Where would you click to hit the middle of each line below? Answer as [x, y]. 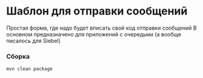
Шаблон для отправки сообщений [97, 11]
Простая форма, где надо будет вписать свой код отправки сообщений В [101, 28]
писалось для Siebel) [33, 41]
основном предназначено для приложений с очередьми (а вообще [94, 34]
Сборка [18, 56]
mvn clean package [29, 69]
